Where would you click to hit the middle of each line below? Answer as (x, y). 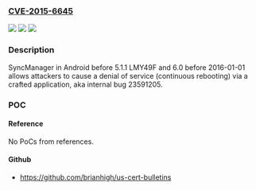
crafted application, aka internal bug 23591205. (85, 84)
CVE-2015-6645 (41, 11)
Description (31, 50)
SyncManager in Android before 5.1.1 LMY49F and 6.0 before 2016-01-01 (127, 67)
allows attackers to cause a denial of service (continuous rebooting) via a (128, 76)
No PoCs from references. (51, 142)
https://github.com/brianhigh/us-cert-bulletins (95, 177)
